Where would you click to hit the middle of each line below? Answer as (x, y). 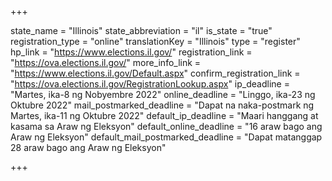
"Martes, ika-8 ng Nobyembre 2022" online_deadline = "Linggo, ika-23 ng (163, 94)
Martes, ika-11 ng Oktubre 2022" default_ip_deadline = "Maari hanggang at (164, 115)
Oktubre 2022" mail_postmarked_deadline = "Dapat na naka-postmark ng (162, 105)
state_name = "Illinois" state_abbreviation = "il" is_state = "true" (141, 30)
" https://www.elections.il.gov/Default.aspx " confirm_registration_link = (155, 73)
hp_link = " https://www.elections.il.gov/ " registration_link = (131, 52)
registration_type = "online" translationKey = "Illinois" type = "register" (155, 41)
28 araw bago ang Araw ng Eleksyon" (88, 147)
